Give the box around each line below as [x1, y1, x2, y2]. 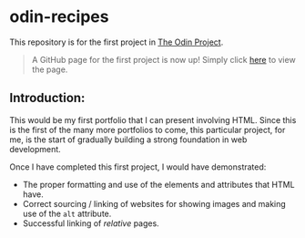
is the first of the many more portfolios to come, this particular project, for [9, 124, 286, 135]
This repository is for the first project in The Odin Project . [9, 36, 224, 47]
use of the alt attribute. [22, 208, 112, 219]
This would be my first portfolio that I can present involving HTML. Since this [9, 114, 297, 125]
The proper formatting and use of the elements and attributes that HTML [22, 179, 295, 190]
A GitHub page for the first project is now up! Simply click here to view [31, 54, 296, 65]
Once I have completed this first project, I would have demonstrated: [9, 161, 267, 172]
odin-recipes [9, 6, 109, 27]
